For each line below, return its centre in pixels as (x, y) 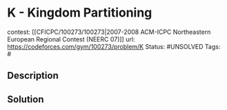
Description (33, 76)
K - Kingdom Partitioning (80, 13)
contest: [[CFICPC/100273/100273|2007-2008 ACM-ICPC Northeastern (109, 32)
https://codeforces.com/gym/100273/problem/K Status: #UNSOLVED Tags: (114, 46)
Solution (26, 99)
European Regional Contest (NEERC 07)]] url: (71, 39)
